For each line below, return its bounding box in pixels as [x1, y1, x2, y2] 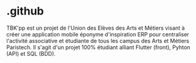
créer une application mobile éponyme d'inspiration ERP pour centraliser [6, 30, 190, 38]
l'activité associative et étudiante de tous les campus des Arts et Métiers [6, 37, 190, 44]
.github [6, 4, 44, 18]
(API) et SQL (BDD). [6, 50, 56, 57]
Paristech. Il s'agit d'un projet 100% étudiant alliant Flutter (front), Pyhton [6, 44, 190, 51]
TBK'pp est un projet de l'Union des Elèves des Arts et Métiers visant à [6, 24, 185, 31]
